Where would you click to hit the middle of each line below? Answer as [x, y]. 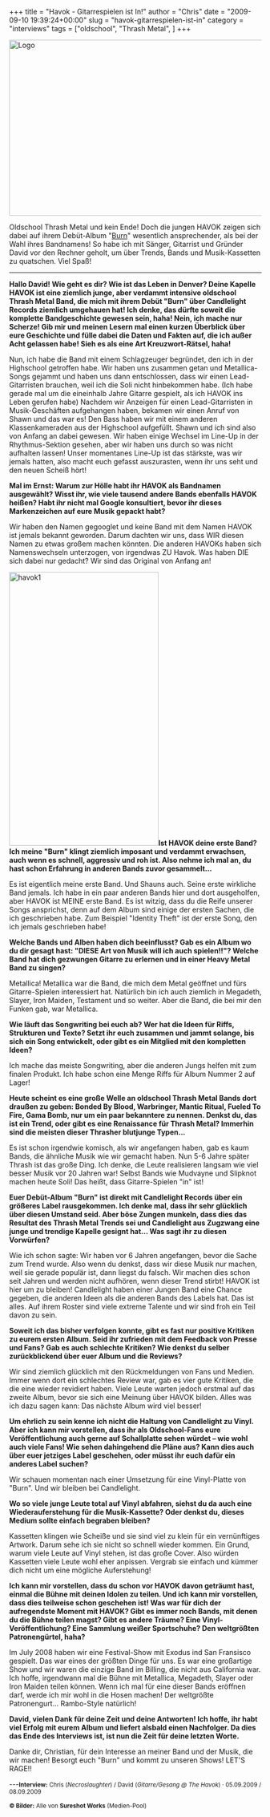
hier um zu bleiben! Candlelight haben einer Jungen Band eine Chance [126, 1289]
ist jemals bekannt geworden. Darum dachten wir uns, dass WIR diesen [126, 535]
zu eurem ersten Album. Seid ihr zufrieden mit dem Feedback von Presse [133, 1339]
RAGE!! [21, 1768]
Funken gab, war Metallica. [54, 1009]
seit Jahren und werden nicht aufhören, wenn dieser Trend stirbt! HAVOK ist [134, 1281]
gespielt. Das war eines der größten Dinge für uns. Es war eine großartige [131, 1661]
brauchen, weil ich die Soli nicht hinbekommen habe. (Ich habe [149, 385]
